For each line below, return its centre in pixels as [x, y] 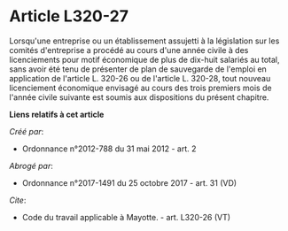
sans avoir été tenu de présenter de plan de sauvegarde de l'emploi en [138, 69]
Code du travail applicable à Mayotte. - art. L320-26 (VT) [126, 217]
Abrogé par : [31, 166]
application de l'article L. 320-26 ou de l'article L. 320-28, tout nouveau [140, 78]
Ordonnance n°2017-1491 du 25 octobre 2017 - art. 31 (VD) [129, 182]
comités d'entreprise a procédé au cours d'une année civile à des [129, 50]
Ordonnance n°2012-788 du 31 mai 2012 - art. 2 [109, 149]
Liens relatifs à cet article [57, 114]
